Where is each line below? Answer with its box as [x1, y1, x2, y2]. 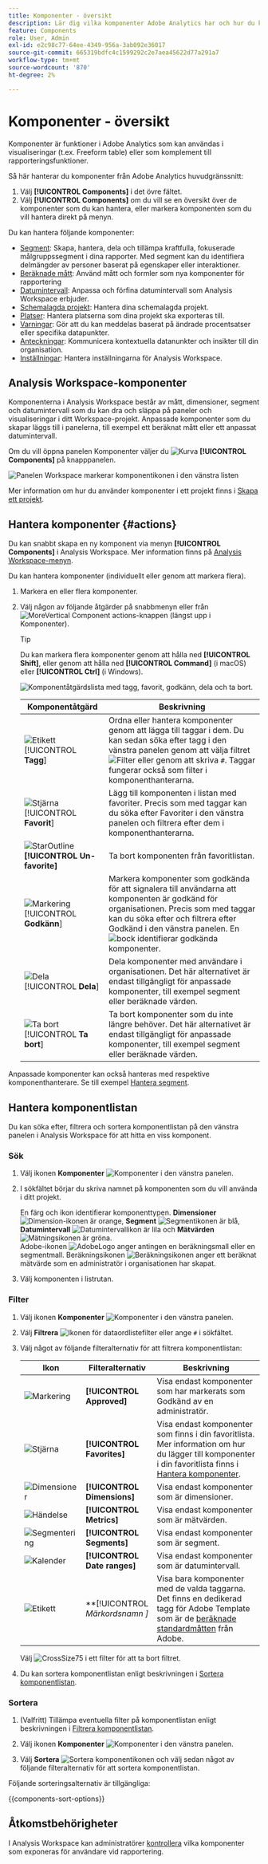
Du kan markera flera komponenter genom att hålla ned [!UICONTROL [19, 650, 250, 660]
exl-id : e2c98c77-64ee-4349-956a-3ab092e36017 [8, 41, 166, 49]
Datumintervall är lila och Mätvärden [19, 1225, 215, 1235]
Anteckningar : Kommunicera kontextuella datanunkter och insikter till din [19, 336, 259, 345]
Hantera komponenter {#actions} [8, 518, 177, 531]
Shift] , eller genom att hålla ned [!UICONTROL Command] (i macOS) [19, 659, 246, 668]
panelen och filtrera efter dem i [108, 818, 225, 829]
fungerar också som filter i [108, 765, 207, 776]
